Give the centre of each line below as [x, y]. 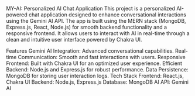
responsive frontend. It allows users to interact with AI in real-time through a [98, 33]
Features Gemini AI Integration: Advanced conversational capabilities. [90, 51]
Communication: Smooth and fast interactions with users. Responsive [102, 57]
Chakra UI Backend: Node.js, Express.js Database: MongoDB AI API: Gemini [97, 82]
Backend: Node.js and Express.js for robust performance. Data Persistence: [97, 69]
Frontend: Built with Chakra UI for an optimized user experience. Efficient [94, 63]
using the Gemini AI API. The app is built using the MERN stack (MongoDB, [96, 21]
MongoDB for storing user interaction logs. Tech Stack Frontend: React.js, [95, 76]
